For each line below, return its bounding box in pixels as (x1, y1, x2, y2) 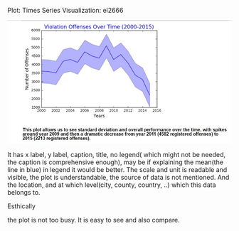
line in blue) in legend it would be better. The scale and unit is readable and (7, 166, 228, 174)
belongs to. (7, 188, 41, 197)
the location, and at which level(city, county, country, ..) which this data (7, 181, 216, 189)
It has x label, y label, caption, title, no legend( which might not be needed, (7, 151, 226, 159)
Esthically (7, 202, 36, 210)
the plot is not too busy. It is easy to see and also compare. (7, 216, 180, 225)
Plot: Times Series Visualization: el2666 (7, 6, 124, 14)
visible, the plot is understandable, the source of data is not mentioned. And (7, 173, 230, 182)
